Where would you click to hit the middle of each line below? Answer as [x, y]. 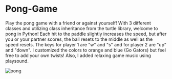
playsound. [17, 61]
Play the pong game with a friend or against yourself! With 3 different [78, 23]
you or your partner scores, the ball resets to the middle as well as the [79, 39]
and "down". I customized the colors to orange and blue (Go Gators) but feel [86, 50]
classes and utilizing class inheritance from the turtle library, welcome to [82, 28]
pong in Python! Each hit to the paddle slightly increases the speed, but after [86, 34]
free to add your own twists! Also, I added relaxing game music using [78, 55]
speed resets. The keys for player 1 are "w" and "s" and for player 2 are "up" [86, 44]
